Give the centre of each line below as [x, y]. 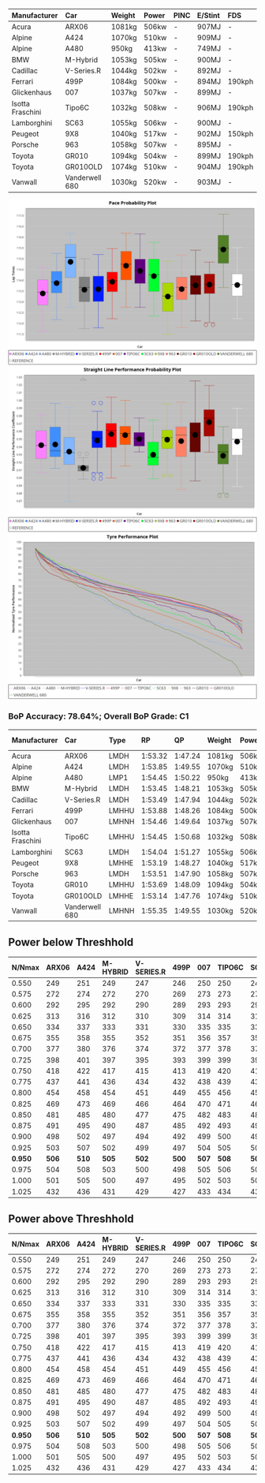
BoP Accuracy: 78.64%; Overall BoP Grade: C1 [99, 716]
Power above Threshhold [71, 1218]
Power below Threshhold [71, 942]
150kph [241, 134]
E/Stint [209, 15]
